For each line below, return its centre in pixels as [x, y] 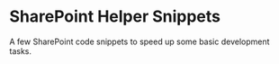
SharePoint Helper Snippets [115, 17]
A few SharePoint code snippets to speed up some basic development [139, 41]
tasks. [21, 50]
